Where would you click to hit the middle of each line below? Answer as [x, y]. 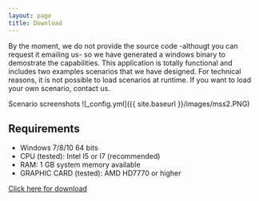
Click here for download [48, 189]
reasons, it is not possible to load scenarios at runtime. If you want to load [130, 80]
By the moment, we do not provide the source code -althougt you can [123, 45]
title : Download [35, 23]
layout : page [30, 16]
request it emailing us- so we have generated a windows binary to [117, 54]
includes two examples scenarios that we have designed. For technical [125, 71]
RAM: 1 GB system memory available [80, 165]
